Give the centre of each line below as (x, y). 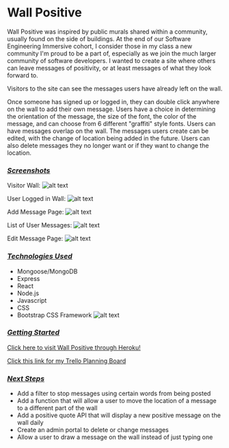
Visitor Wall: (24, 186)
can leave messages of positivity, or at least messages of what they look (109, 68)
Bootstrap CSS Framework (54, 315)
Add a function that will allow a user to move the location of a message (117, 401)
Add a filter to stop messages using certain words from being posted (114, 394)
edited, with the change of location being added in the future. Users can (109, 138)
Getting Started (33, 332)
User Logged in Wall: (37, 199)
